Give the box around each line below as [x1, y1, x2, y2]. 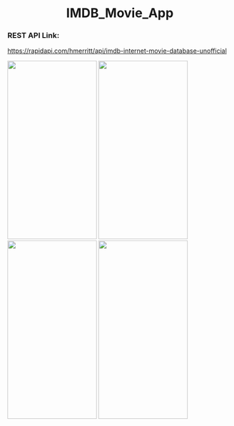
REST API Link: [7, 31, 60, 41]
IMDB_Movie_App [66, 5, 174, 21]
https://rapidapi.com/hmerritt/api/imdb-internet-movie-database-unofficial [7, 46, 227, 55]
